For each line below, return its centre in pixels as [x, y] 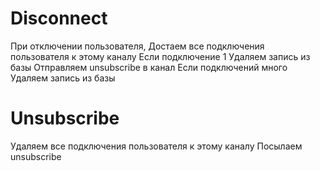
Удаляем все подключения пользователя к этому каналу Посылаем [156, 146]
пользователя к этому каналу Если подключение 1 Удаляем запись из [160, 56]
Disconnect [59, 18]
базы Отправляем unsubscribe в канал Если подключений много [149, 67]
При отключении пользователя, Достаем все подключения [137, 46]
